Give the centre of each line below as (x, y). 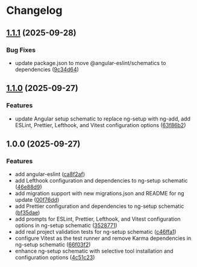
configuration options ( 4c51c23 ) (55, 257)
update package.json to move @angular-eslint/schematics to (90, 63)
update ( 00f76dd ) (37, 200)
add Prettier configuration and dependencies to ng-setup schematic (99, 206)
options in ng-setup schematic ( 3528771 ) (66, 225)
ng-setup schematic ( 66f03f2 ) (53, 245)
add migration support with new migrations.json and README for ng (99, 193)
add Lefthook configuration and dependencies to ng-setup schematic (101, 181)
